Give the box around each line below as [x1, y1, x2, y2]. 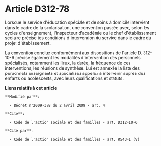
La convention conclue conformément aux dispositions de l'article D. [5, 50, 142, 55]
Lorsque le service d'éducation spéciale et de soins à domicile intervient [5, 19, 150, 25]
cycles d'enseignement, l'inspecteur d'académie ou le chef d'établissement [5, 30, 156, 36]
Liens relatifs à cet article [5, 85, 57, 91]
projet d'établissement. [5, 40, 51, 46]
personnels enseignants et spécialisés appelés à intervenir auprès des [5, 70, 145, 76]
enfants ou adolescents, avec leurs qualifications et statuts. [5, 75, 124, 81]
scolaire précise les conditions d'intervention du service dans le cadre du [5, 35, 152, 41]
